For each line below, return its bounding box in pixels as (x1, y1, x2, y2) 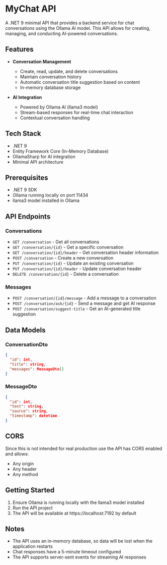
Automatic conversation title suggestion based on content (20, 79, 140, 85)
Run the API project (12, 504, 53, 510)
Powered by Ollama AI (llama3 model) (20, 104, 98, 110)
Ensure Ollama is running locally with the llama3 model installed (12, 499, 144, 505)
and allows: (5, 450, 29, 457)
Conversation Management (12, 59, 71, 65)
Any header (12, 466, 37, 472)
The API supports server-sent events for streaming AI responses (12, 554, 147, 560)
